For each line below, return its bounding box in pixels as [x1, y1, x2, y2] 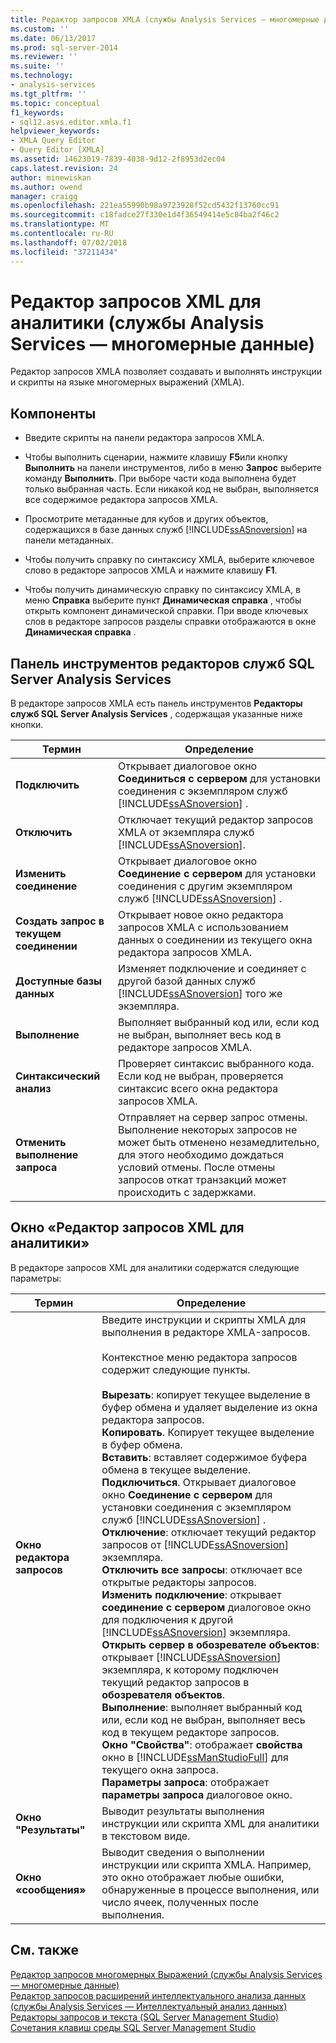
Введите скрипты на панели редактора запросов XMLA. [24, 432, 265, 444]
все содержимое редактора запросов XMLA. [24, 494, 218, 506]
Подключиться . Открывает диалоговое [101, 1475, 297, 1489]
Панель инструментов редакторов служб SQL [10, 655, 315, 672]
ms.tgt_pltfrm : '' [10, 89, 87, 99]
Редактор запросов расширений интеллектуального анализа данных [10, 1989, 307, 2001]
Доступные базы [15, 974, 102, 988]
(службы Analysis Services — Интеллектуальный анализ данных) [10, 2000, 288, 2012]
